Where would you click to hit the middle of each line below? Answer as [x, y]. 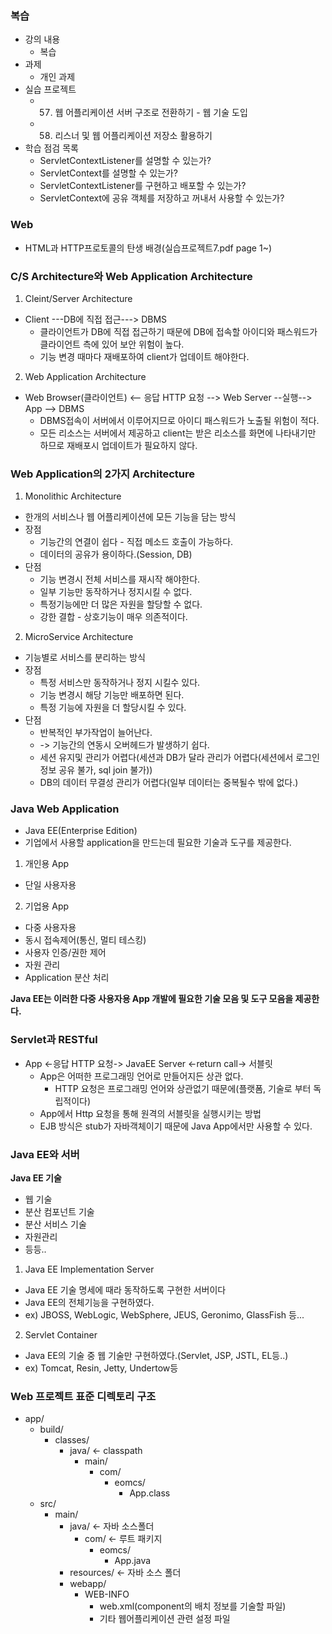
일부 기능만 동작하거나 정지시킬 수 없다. [116, 592]
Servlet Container [61, 1335]
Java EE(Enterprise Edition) [81, 831]
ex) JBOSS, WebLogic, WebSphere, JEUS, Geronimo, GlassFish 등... [164, 1315]
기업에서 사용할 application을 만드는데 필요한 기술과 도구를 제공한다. [158, 843]
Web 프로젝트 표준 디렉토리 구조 [83, 1396]
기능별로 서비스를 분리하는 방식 [85, 658]
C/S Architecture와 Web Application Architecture [131, 276]
